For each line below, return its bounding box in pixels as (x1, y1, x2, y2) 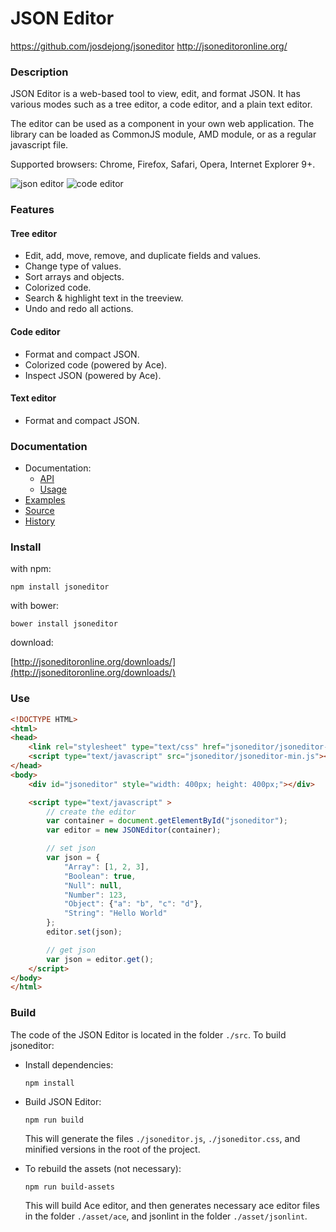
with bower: (10, 600, 60, 612)
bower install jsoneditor (10, 619, 118, 629)
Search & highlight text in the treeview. (24, 292, 184, 304)
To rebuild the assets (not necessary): (24, 1162, 182, 1174)
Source (24, 505, 55, 517)
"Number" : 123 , (63, 890, 128, 900)
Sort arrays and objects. (24, 271, 125, 283)
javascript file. (10, 139, 69, 151)
